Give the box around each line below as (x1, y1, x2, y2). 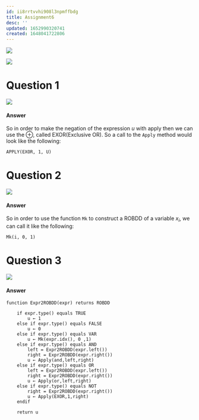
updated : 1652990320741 (6, 25, 65, 32)
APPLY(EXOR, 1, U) (6, 149, 52, 155)
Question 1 (6, 79, 59, 92)
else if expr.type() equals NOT (17, 383, 97, 390)
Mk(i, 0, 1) (6, 234, 36, 240)
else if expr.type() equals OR (17, 362, 94, 369)
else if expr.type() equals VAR (17, 331, 97, 337)
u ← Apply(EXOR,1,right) (27, 394, 89, 400)
